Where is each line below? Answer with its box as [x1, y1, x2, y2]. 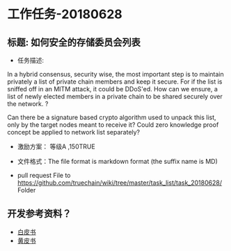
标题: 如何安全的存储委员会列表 [7, 36, 141, 48]
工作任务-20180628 [7, 6, 123, 22]
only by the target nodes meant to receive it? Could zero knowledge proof [7, 121, 219, 129]
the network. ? [7, 100, 49, 108]
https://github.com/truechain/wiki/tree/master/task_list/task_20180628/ [17, 178, 223, 187]
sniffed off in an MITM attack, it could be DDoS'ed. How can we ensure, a [7, 85, 218, 93]
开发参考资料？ [7, 208, 72, 220]
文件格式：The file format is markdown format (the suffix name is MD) [17, 158, 218, 165]
